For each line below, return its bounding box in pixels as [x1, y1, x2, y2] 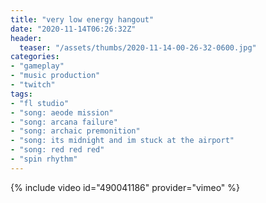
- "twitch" [10, 80, 56, 90]
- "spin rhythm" [10, 154, 78, 164]
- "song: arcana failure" [10, 117, 118, 127]
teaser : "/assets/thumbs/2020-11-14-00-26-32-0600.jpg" [19, 42, 257, 53]
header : [10, 33, 43, 43]
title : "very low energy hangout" [10, 14, 155, 25]
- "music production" [10, 71, 101, 81]
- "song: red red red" [10, 145, 105, 155]
